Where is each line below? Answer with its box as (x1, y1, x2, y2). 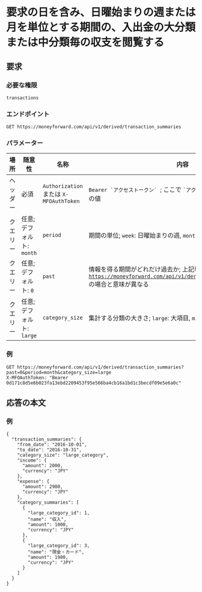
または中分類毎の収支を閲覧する (6, 35, 165, 49)
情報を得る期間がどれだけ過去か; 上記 (88, 265, 194, 273)
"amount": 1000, (28, 522, 69, 528)
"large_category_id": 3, (28, 543, 90, 549)
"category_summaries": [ (17, 499, 79, 505)
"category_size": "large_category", (17, 452, 109, 459)
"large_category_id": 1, (28, 510, 90, 516)
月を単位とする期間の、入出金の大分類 (6, 20, 196, 34)
